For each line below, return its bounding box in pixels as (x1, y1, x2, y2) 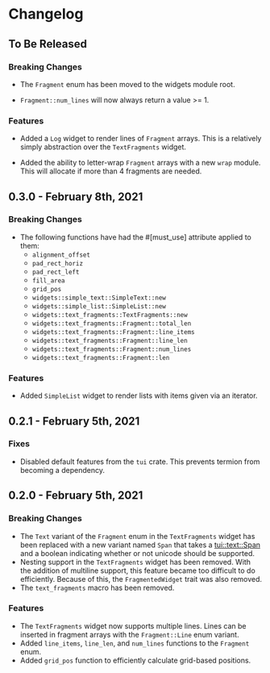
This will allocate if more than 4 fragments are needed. (19, 166, 202, 176)
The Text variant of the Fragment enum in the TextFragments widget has (19, 531, 255, 541)
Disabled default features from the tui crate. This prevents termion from (19, 457, 260, 466)
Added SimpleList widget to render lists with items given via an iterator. (19, 391, 258, 400)
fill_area (31, 276, 66, 285)
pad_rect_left (31, 268, 80, 276)
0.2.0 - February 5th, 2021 (8, 489, 143, 503)
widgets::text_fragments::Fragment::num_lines (31, 345, 192, 353)
